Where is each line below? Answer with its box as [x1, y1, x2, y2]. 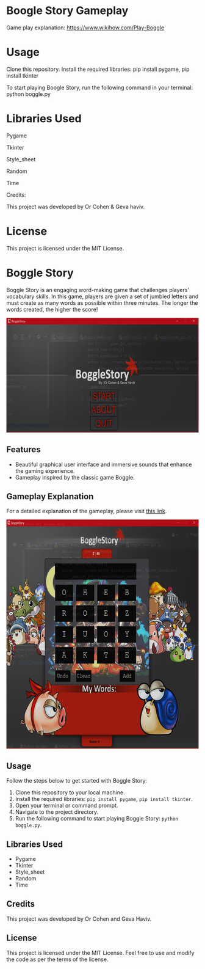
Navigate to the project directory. [15, 808, 99, 816]
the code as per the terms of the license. [6, 956, 109, 963]
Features [6, 444, 41, 455]
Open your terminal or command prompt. [15, 802, 118, 810]
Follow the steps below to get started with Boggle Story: [6, 777, 148, 784]
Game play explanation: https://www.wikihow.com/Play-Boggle [6, 24, 165, 31]
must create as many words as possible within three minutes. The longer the [6, 299, 198, 306]
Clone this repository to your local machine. [15, 789, 125, 796]
